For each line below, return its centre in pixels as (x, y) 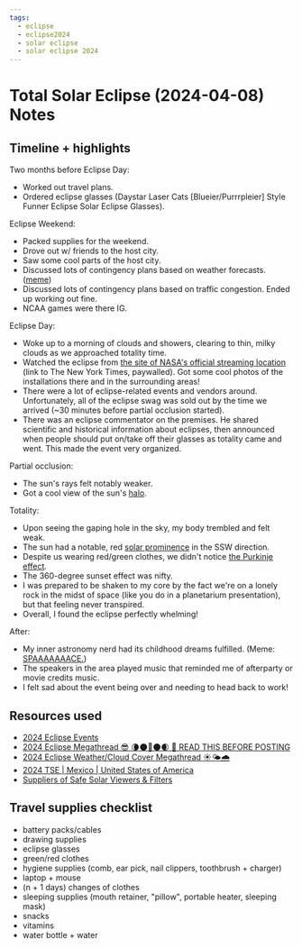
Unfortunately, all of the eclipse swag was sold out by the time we (145, 401)
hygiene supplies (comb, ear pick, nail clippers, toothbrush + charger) (152, 868)
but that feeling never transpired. (83, 605)
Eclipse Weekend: (43, 224)
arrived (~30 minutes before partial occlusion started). (124, 410)
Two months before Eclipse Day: (69, 170)
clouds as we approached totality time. (94, 353)
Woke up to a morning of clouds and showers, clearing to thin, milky (149, 343)
